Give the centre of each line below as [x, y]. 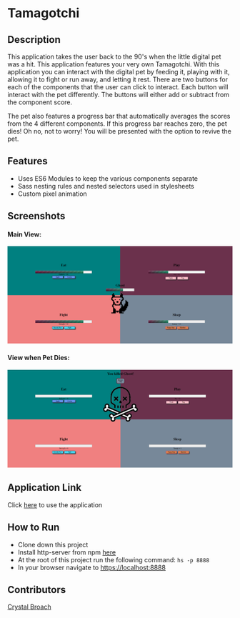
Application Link [45, 488]
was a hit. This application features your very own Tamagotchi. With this [114, 64]
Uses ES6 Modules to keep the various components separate [108, 178]
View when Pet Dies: [39, 358]
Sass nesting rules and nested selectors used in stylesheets [106, 186]
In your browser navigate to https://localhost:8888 [92, 567]
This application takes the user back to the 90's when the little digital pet [114, 56]
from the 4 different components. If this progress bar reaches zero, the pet [117, 124]
